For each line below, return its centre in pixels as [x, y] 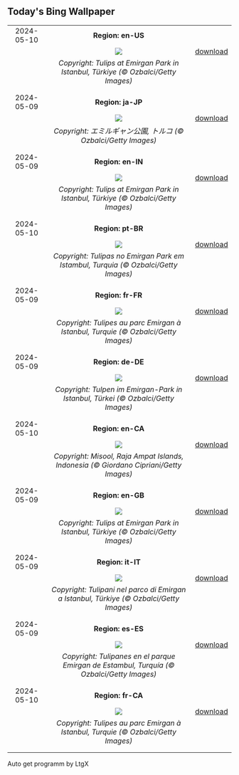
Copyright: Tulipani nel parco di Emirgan [118, 589]
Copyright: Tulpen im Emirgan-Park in [119, 389]
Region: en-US [118, 35]
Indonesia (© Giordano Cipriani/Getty [119, 465]
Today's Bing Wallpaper [61, 12]
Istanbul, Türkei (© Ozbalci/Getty [118, 398]
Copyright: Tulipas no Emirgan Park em [119, 255]
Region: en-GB [118, 495]
